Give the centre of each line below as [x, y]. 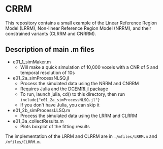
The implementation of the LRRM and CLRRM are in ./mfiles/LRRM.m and [81, 136]
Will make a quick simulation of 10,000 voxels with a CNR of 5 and [89, 67]
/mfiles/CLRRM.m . [23, 141]
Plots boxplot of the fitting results [55, 126]
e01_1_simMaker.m [32, 62]
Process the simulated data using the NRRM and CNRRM [79, 83]
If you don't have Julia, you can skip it [60, 105]
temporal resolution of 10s [47, 72]
